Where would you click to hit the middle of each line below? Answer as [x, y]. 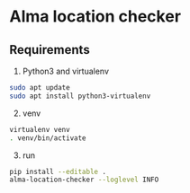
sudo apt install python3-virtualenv [80, 96]
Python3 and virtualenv [66, 71]
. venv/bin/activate [48, 138]
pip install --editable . [58, 171]
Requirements [50, 50]
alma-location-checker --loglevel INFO [84, 180]
